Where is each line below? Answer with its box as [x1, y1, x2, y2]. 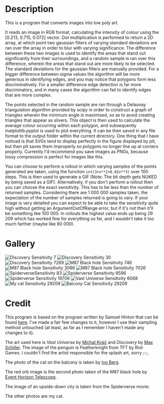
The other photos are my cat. [5, 393, 64, 399]
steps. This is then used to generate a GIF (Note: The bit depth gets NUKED [5, 174, 158, 180]
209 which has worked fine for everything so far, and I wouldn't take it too [5, 216, 154, 221]
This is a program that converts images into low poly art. [5, 20, 119, 26]
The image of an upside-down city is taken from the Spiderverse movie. [5, 383, 150, 389]
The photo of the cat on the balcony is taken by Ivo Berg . [5, 359, 120, 365]
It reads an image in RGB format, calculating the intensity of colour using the [5, 29, 159, 35]
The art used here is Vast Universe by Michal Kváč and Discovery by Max [5, 339, 153, 345]
